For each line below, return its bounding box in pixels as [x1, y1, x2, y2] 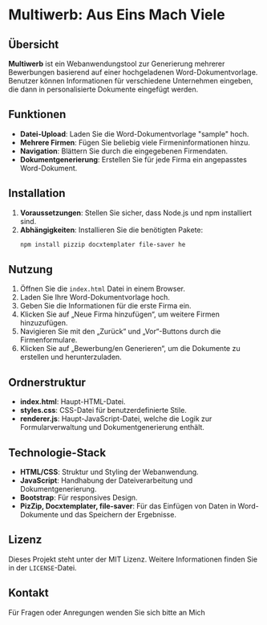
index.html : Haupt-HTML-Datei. [19, 397, 126, 406]
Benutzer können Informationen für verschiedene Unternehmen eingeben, [8, 76, 253, 85]
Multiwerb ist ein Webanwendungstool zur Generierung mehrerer [8, 59, 225, 68]
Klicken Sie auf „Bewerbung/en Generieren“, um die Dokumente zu [19, 344, 241, 353]
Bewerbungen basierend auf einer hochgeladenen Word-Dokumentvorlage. [8, 67, 258, 77]
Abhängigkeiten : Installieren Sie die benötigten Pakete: [19, 225, 204, 235]
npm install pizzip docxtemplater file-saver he [19, 240, 186, 248]
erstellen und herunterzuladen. [19, 352, 122, 362]
